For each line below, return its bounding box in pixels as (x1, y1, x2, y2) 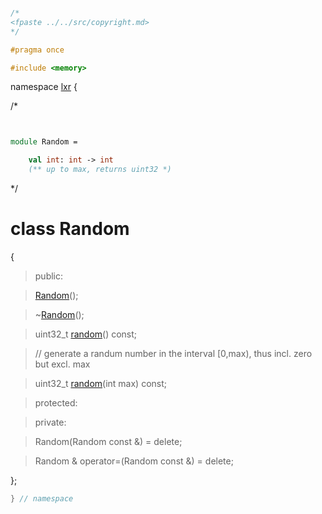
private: (34, 416, 67, 428)
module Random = (10, 137, 78, 147)
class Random (10, 218, 130, 240)
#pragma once (10, 45, 65, 55)
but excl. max (34, 358, 91, 370)
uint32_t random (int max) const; (34, 377, 168, 389)
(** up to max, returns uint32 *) (28, 165, 172, 175)
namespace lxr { (10, 81, 78, 93)
